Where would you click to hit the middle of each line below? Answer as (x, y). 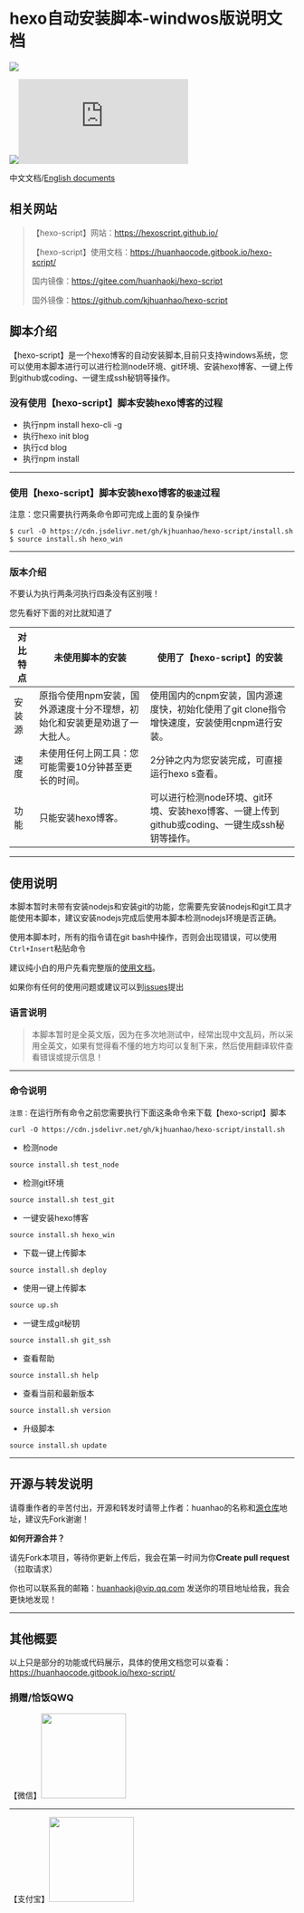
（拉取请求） (33, 1569)
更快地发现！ (33, 1599)
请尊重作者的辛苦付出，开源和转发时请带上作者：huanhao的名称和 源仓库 (145, 1507)
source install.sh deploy (58, 1270)
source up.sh (34, 1305)
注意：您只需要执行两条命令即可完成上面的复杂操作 (104, 514)
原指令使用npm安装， (85, 696)
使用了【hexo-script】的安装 (220, 658)
